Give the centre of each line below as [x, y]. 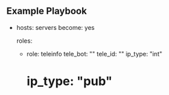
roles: [24, 41]
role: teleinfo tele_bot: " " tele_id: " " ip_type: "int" [94, 54]
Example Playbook [47, 11]
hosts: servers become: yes [55, 27]
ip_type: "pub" [69, 81]
